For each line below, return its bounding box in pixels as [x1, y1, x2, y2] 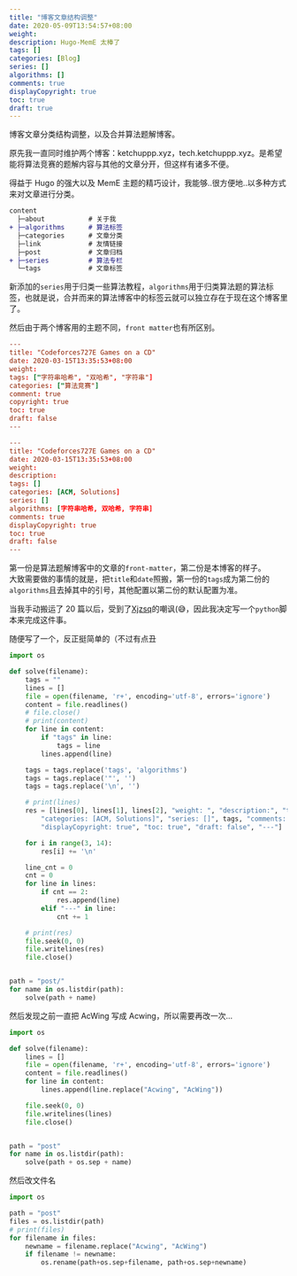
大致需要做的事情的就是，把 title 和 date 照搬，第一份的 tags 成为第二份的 [9, 573, 270, 585]
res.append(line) [56, 896, 121, 905]
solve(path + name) [25, 993, 97, 1002]
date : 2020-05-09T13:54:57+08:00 [9, 21, 133, 30]
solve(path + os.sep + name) [25, 1158, 133, 1167]
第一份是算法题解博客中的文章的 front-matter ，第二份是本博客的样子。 [9, 563, 266, 573]
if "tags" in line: [41, 733, 113, 742]
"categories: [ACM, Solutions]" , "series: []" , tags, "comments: [41, 814, 287, 823]
